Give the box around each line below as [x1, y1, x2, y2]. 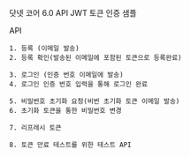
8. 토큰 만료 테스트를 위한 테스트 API [9, 140, 132, 149]
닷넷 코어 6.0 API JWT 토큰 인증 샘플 [9, 8, 137, 18]
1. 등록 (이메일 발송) [9, 44, 80, 53]
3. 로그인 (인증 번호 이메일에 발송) [9, 71, 124, 79]
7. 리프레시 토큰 [9, 123, 62, 132]
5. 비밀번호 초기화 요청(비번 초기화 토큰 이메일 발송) [9, 97, 180, 106]
